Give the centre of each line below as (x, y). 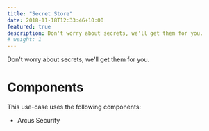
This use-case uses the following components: (74, 107)
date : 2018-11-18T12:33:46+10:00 (56, 20)
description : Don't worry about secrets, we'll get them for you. (105, 33)
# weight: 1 (24, 40)
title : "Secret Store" (40, 14)
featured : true (29, 26)
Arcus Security (39, 121)
